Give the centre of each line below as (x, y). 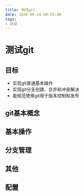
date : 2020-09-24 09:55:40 (33, 15)
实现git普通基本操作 (33, 83)
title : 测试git (20, 10)
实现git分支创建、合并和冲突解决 (46, 89)
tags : (11, 19)
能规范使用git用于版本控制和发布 (46, 96)
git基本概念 (22, 113)
